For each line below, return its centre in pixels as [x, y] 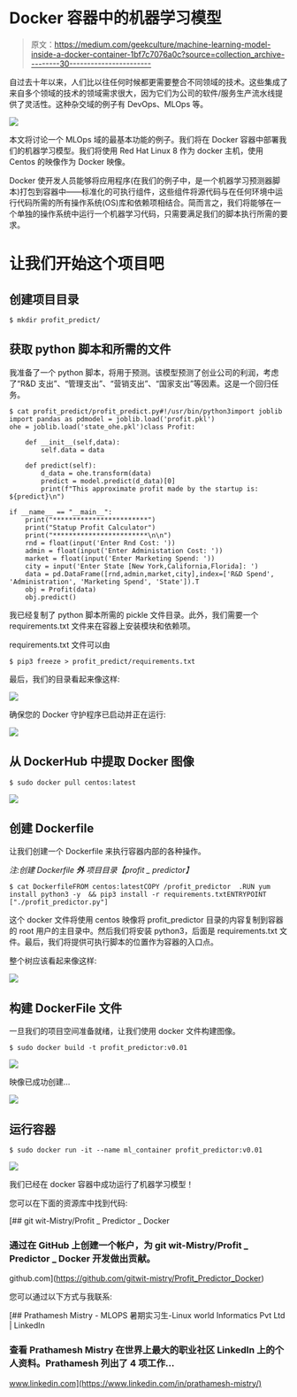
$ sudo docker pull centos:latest [73, 783]
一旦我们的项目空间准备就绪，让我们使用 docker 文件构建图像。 [125, 1031]
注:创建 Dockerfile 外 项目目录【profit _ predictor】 [101, 870]
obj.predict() [51, 597]
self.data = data [72, 450]
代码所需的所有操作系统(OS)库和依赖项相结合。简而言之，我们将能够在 [145, 202]
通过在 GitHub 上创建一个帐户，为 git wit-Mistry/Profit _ [129, 1245]
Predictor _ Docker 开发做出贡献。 [83, 1258]
